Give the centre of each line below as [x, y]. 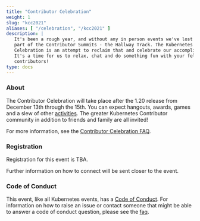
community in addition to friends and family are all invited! [77, 119]
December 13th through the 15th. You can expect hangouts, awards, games [98, 107]
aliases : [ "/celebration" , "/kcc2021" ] [58, 28]
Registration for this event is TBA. [47, 159]
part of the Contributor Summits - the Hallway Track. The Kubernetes [104, 45]
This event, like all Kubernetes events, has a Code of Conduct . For [87, 199]
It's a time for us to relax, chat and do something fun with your [99, 56]
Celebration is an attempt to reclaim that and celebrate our [93, 50]
